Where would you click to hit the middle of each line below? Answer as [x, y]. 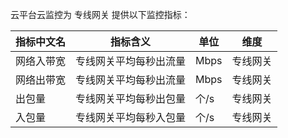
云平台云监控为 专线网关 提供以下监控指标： [100, 14]
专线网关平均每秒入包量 [131, 117]
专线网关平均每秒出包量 [131, 98]
